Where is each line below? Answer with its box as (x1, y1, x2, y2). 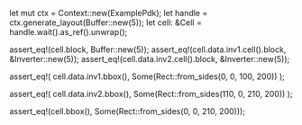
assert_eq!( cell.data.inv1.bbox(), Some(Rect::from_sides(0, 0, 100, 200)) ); (9, 71, 286, 82)
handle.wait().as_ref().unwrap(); (9, 27, 128, 37)
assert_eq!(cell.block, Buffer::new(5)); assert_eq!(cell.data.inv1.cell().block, (9, 44, 287, 55)
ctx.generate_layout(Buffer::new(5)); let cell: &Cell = (9, 17, 203, 28)
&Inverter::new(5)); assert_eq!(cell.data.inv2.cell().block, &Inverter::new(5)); (9, 54, 290, 64)
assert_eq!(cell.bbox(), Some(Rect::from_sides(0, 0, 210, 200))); (9, 106, 246, 116)
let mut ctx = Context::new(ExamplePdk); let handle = (9, 8, 208, 18)
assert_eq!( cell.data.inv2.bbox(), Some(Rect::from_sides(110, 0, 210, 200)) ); (9, 89, 293, 99)
